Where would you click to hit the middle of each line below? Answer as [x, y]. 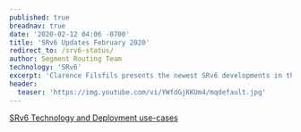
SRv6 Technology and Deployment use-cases [94, 118]
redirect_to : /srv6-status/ [62, 51]
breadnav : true [38, 26]
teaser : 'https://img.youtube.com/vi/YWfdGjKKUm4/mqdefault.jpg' [142, 92]
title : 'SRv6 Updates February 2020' [80, 42]
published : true [39, 17]
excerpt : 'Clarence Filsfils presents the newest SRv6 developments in [146, 76]
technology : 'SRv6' [46, 68]
